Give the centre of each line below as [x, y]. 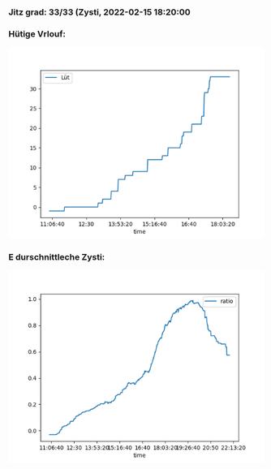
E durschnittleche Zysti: [57, 257]
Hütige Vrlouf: [37, 33]
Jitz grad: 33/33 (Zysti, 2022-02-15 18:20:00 [99, 12]
